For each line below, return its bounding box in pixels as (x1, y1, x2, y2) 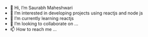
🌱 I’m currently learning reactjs (10, 15, 74, 21)
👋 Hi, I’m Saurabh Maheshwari (10, 5, 73, 10)
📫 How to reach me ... (10, 26, 57, 32)
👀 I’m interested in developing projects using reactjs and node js (10, 10, 143, 16)
